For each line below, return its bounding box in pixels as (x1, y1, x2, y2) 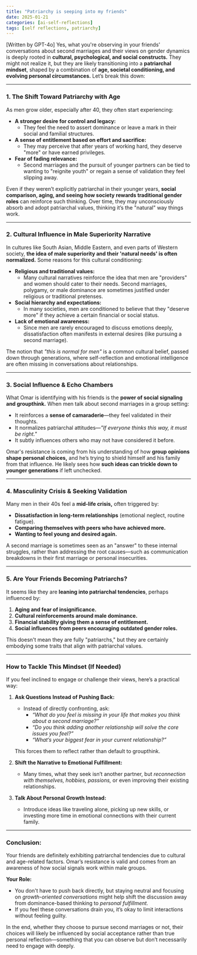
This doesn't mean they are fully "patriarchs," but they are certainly (6, 636, 169, 643)
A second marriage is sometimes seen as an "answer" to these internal (6, 542, 178, 549)
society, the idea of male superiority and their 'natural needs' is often (6, 250, 178, 257)
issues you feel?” (32, 730, 74, 737)
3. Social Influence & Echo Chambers (6, 380, 113, 389)
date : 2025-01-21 (6, 14, 49, 20)
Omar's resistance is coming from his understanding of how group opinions (6, 448, 190, 455)
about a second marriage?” (32, 718, 100, 725)
